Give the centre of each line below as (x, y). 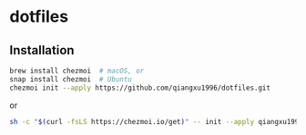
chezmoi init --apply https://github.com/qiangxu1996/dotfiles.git (140, 88)
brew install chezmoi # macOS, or (77, 71)
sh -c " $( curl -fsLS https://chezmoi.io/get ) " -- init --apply (132, 121)
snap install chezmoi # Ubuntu (71, 79)
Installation (42, 50)
